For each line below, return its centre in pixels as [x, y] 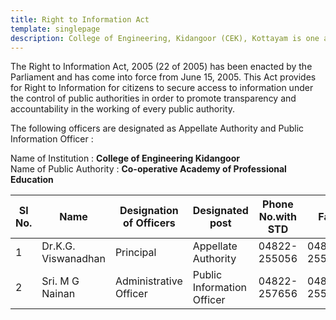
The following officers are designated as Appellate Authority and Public [157, 128]
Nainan [58, 294]
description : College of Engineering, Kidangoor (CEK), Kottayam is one [165, 38]
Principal [135, 253]
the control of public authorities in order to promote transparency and [153, 98]
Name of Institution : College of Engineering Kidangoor [125, 158]
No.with [277, 217]
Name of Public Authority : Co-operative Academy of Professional [148, 169]
